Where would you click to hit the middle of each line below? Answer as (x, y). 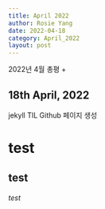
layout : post (30, 46)
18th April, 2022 (49, 95)
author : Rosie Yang (41, 23)
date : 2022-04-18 (37, 30)
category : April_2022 (44, 38)
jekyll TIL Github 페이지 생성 (53, 115)
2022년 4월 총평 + (37, 70)
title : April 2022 (39, 16)
